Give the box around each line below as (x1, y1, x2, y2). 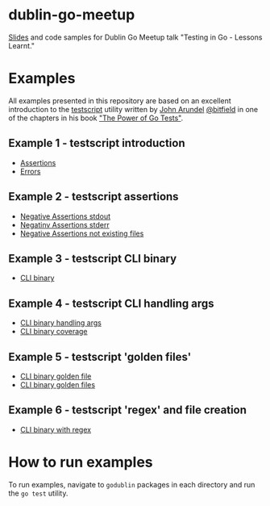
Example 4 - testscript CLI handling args (8, 296, 215, 310)
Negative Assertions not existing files (19, 228, 144, 238)
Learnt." (8, 40, 35, 50)
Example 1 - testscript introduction (8, 136, 185, 150)
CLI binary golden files (19, 379, 95, 389)
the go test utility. (8, 488, 69, 498)
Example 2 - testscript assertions (8, 190, 179, 203)
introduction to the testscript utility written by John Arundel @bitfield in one (8, 104, 259, 114)
